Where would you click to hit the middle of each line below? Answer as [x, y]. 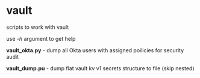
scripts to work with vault [38, 27]
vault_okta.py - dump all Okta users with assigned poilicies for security [95, 50]
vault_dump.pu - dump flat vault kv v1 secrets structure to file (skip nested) [100, 68]
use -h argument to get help [41, 38]
